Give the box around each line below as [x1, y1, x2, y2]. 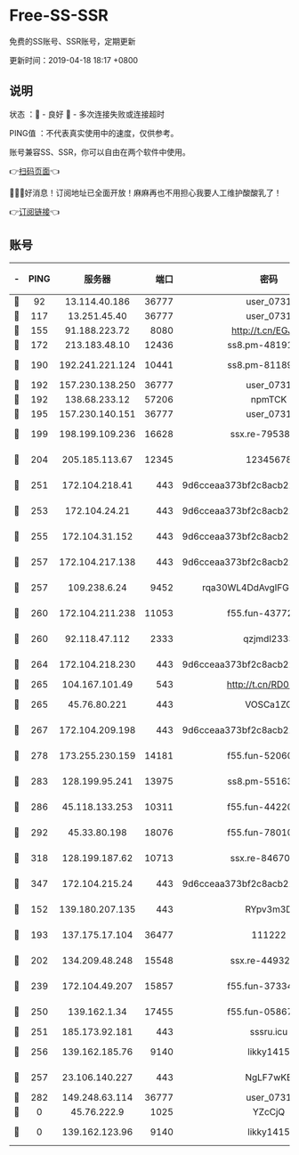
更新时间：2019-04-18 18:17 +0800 [9, 54, 139, 65]
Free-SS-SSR [9, 5, 109, 26]
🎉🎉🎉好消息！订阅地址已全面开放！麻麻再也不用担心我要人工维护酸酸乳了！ [9, 187, 282, 198]
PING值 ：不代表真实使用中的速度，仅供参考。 [9, 127, 179, 138]
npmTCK [250, 393, 287, 405]
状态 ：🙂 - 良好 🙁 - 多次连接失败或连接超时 [9, 109, 165, 119]
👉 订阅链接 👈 [9, 206, 61, 216]
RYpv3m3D [244, 903, 293, 915]
